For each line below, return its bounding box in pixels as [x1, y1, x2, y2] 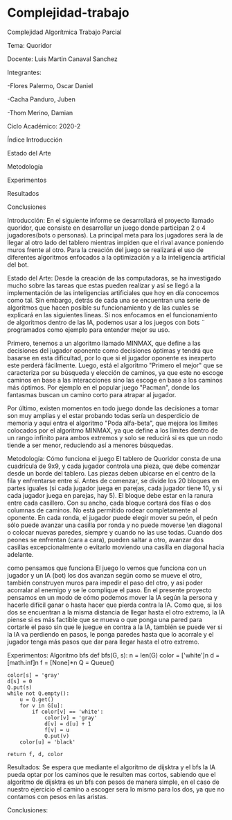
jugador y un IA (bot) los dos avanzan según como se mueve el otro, [7, 571, 202, 579]
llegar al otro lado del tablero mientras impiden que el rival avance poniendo [7, 238, 224, 246]
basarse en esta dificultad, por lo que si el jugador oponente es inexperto [7, 353, 217, 362]
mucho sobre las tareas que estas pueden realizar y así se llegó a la [7, 281, 201, 290]
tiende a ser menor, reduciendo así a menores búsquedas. [7, 441, 173, 449]
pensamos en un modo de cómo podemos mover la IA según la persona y [7, 593, 218, 601]
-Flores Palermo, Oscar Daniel [7, 81, 93, 90]
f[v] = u [44, 726, 70, 733]
